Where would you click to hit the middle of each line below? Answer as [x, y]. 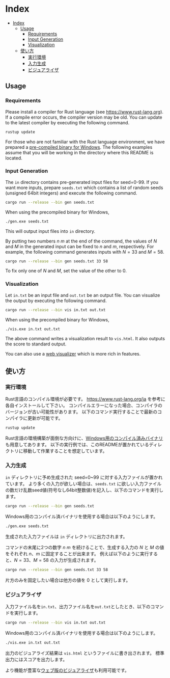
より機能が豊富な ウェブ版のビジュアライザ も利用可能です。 [67, 670]
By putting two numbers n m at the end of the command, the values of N [81, 241]
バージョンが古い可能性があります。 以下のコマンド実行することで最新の [81, 412]
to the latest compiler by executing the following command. [67, 122]
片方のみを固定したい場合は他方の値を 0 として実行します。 [68, 580]
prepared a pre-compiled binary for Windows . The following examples [79, 147]
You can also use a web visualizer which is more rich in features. [73, 354]
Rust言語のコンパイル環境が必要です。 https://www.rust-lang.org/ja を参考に [85, 399]
